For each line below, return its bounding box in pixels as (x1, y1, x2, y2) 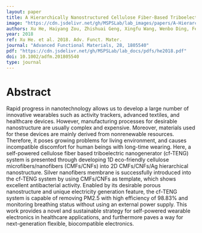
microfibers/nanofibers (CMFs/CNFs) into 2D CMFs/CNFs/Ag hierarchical (6, 163, 188, 170)
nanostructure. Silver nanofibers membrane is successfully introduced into (6, 169, 191, 176)
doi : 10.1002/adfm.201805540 (6, 54, 79, 60)
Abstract (6, 85, 51, 99)
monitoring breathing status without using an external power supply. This (6, 201, 188, 208)
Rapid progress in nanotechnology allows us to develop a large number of (6, 105, 189, 112)
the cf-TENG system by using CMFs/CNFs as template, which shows (6, 175, 176, 182)
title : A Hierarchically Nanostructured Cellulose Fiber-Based (6, 14, 168, 20)
